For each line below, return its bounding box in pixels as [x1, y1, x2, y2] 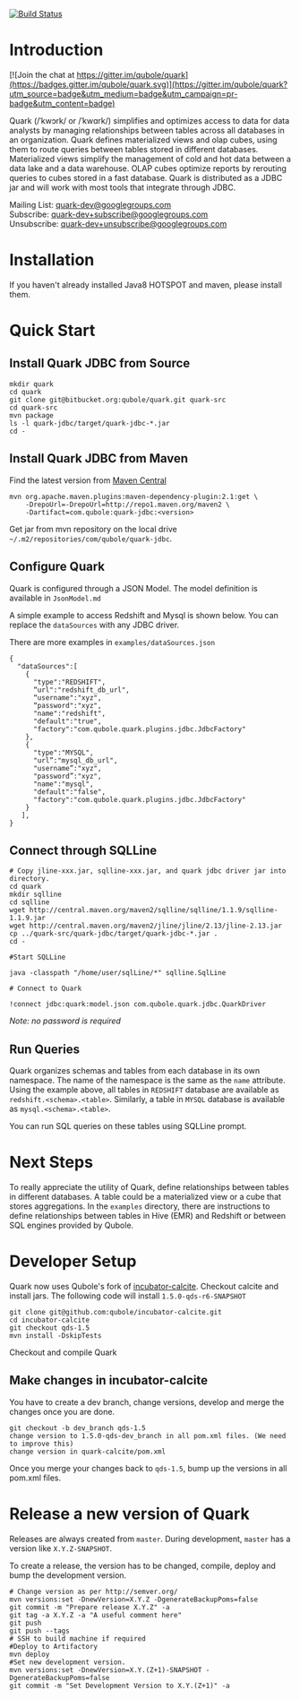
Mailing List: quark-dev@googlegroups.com [9, 199, 172, 210]
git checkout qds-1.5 [9, 1324, 90, 1332]
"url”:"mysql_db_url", [32, 755, 118, 765]
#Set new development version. [9, 1658, 126, 1667]
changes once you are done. [9, 1406, 115, 1417]
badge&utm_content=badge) [9, 98, 116, 108]
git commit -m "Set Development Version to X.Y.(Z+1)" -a [9, 1681, 230, 1690]
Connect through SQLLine [9, 842, 158, 858]
